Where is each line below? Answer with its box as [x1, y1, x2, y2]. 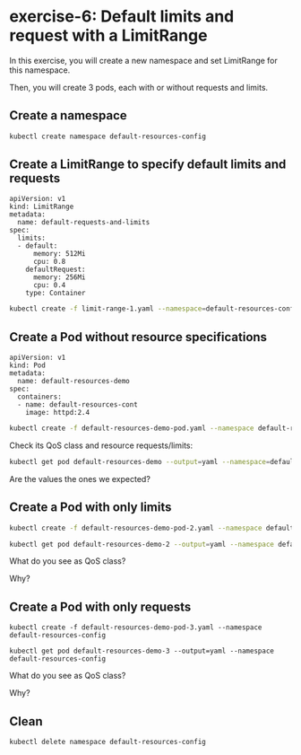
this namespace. [9, 65, 71, 75]
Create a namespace [9, 108, 127, 123]
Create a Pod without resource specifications [9, 329, 267, 345]
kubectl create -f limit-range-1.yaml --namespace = [9, 304, 206, 313]
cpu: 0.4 [32, 281, 66, 290]
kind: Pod [9, 361, 47, 370]
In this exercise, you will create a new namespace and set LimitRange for [9, 55, 278, 66]
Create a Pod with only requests [9, 599, 192, 614]
